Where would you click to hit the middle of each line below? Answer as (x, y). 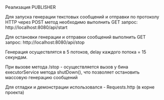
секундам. (16, 57)
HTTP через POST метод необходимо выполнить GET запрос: (71, 22)
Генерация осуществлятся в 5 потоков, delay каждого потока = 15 (76, 52)
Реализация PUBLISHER (30, 7)
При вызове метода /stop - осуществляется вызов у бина (67, 67)
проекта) (15, 92)
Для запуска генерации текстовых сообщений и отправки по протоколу (82, 17)
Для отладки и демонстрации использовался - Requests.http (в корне (80, 87)
